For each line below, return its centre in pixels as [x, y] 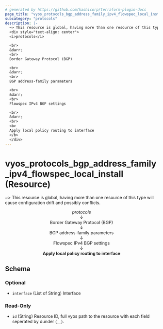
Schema [18, 268]
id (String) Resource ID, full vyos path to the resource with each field [81, 316]
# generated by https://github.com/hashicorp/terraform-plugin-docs [76, 9]
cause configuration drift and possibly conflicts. [53, 203]
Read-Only [18, 306]
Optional [15, 282]
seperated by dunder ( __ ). [38, 322]
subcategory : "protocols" [31, 18]
